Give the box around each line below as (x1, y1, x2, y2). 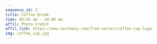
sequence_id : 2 (5, 7, 38, 13)
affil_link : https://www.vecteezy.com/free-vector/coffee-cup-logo (5, 26, 152, 31)
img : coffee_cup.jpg (5, 31, 50, 36)
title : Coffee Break (5, 12, 50, 17)
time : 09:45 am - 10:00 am (5, 17, 63, 22)
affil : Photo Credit (5, 21, 50, 27)
